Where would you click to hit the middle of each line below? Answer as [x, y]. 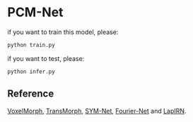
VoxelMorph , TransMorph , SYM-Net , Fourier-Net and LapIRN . [97, 111]
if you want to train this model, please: [63, 32]
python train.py [31, 45]
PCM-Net [35, 12]
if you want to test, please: [46, 58]
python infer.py [31, 72]
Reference [31, 94]
